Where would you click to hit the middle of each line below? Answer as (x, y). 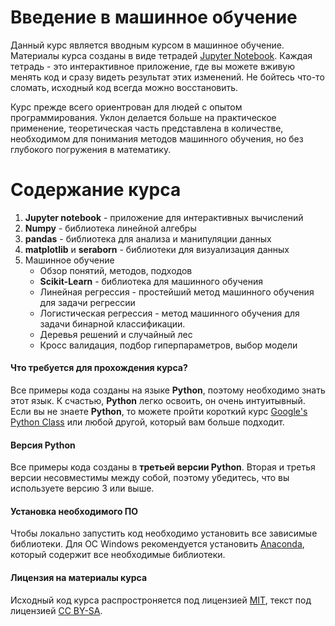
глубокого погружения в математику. (91, 149)
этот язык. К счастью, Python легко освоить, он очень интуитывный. (158, 401)
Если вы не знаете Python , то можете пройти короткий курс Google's (159, 412)
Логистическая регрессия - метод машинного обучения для (169, 313)
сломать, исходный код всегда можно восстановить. (124, 87)
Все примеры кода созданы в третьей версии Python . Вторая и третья (163, 467)
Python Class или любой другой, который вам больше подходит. (147, 422)
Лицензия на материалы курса (79, 578)
